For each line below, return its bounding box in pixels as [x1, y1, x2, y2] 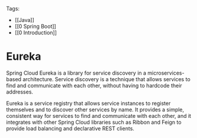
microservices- [147, 69, 185, 76]
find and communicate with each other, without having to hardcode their [6, 82, 182, 89]
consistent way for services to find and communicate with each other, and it [6, 112, 191, 119]
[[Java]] [14, 17, 34, 23]
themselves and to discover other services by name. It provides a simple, [6, 106, 185, 113]
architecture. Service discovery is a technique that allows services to [22, 75, 190, 82]
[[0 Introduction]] [14, 29, 57, 36]
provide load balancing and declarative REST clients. [6, 124, 135, 132]
